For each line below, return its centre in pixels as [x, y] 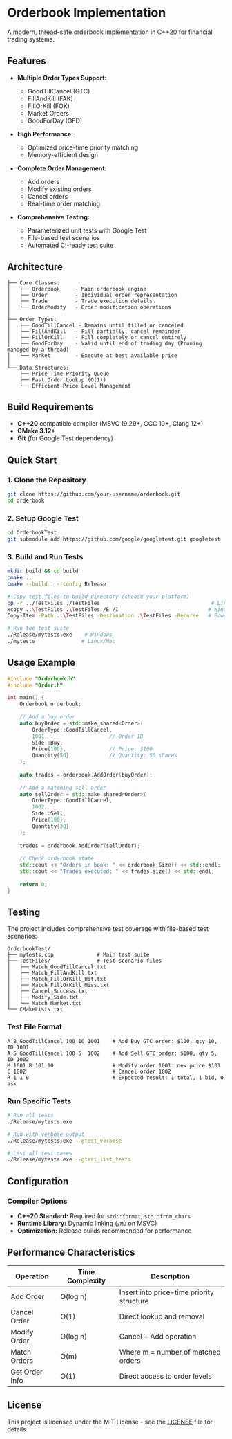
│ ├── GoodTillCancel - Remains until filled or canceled [96, 325]
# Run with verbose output [46, 1134]
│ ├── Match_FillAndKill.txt [52, 973]
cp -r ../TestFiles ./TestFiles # [111, 603]
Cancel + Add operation [158, 1336]
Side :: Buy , [48, 743]
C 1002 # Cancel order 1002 [89, 1071]
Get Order [27, 1372]
